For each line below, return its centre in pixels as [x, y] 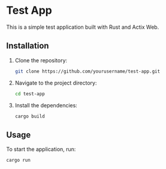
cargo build [30, 116]
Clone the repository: [41, 60]
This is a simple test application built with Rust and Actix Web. [83, 27]
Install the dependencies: [46, 105]
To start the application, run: [41, 149]
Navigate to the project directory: [56, 83]
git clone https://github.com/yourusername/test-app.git [87, 71]
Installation [28, 46]
